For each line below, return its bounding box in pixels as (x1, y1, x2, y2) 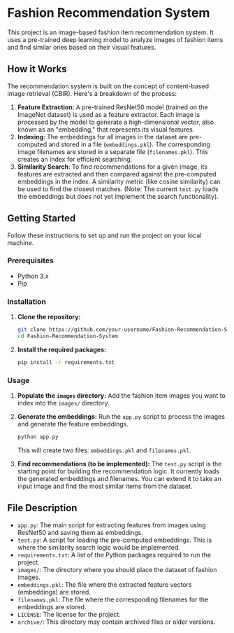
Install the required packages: (17, 345, 107, 354)
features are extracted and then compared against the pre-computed (17, 169, 217, 178)
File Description (7, 502, 78, 514)
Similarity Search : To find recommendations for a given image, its (17, 162, 208, 171)
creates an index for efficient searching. (17, 155, 133, 163)
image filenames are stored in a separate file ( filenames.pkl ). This (17, 147, 208, 155)
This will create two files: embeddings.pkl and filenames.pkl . (17, 446, 191, 454)
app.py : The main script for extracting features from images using (17, 520, 206, 529)
